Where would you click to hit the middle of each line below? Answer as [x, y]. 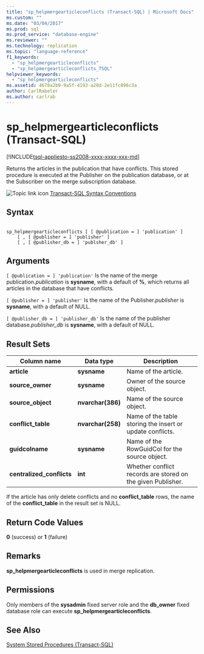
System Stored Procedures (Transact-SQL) [60, 645]
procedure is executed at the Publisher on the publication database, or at [97, 175]
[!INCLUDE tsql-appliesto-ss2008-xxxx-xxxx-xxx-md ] [73, 156]
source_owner [30, 385]
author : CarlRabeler [32, 91]
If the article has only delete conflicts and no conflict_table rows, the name [100, 497]
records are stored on [157, 474]
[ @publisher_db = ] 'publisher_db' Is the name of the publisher [88, 318]
